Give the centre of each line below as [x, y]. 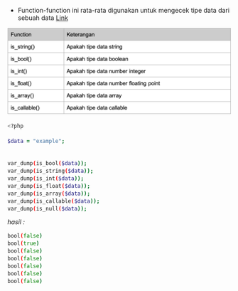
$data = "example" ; [36, 141]
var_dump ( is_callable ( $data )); [54, 201]
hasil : [16, 222]
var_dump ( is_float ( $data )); [49, 186]
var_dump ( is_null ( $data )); [47, 208]
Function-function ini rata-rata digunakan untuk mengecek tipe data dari [123, 10]
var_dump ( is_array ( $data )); [49, 194]
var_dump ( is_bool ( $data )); [47, 164]
